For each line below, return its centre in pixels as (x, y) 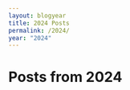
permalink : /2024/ (39, 30)
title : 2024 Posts (39, 23)
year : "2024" (30, 38)
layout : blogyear (37, 16)
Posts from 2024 (65, 77)
